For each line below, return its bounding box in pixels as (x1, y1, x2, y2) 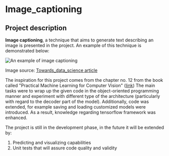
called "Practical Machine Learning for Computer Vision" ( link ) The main (5, 82, 155, 88)
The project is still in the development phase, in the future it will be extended (5, 125, 164, 130)
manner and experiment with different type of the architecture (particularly (5, 93, 160, 99)
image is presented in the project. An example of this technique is (5, 42, 142, 48)
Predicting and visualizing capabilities (12, 140, 91, 145)
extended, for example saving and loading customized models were (5, 104, 146, 110)
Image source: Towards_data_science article (5, 67, 98, 73)
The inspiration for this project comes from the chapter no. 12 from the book (5, 77, 163, 83)
